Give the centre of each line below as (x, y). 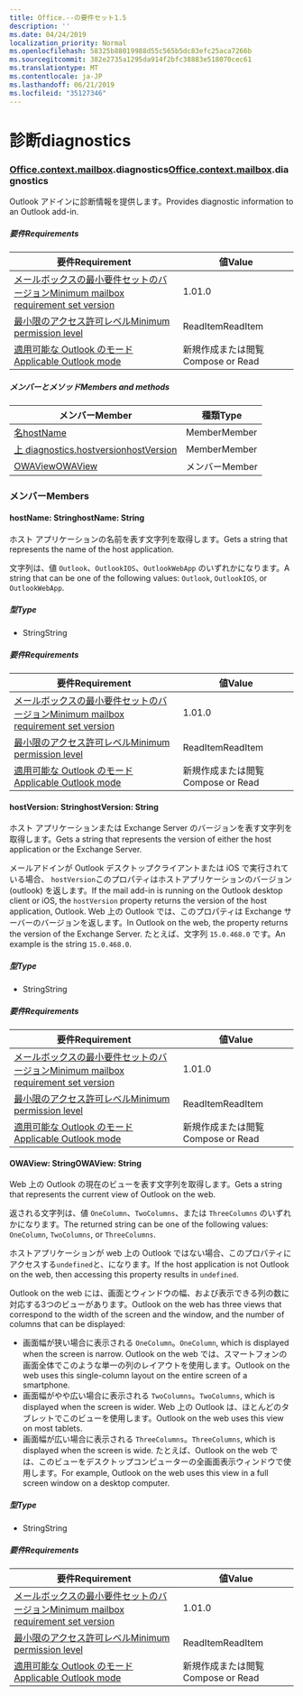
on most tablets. (52, 1429)
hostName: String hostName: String (77, 518)
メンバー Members (50, 495)
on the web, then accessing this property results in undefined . (124, 1275)
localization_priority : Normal (68, 43)
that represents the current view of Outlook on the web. (113, 1194)
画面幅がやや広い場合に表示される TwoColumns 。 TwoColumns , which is (149, 1396)
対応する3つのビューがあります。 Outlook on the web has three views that (146, 1304)
